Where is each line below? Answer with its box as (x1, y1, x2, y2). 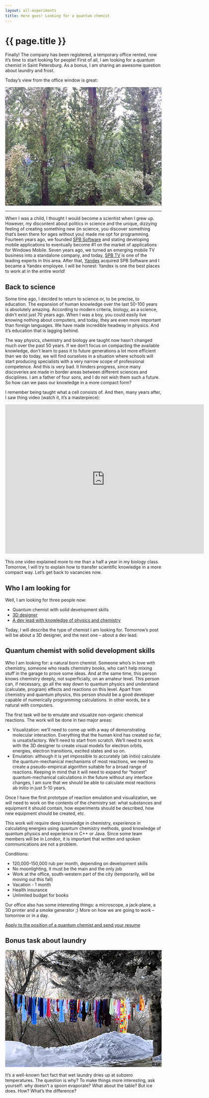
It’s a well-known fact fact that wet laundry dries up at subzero (5, 1072, 133, 1078)
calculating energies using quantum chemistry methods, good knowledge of (5, 825, 161, 831)
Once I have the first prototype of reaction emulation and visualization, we (5, 794, 156, 800)
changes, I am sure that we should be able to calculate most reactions (12, 779, 156, 785)
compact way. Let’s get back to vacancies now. (5, 569, 102, 575)
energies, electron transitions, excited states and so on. (12, 748, 126, 754)
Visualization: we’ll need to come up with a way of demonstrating (12, 727, 145, 733)
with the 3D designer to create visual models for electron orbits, (12, 742, 143, 749)
